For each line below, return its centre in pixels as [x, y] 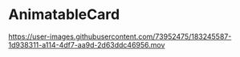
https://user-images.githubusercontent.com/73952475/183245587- [120, 36]
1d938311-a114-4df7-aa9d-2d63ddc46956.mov [87, 44]
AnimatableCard [64, 15]
